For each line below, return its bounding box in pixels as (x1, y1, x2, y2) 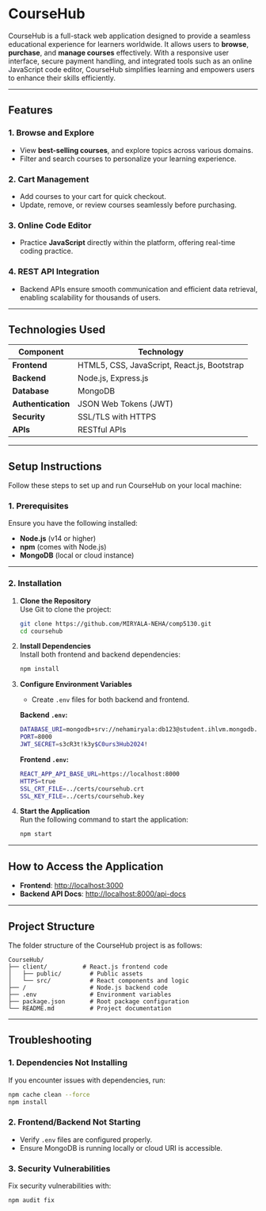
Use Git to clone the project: (19, 604, 112, 614)
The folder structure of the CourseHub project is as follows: (8, 941, 203, 950)
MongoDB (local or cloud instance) (19, 550, 135, 560)
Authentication (12, 398, 70, 409)
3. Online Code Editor (8, 220, 92, 231)
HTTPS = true (19, 777, 56, 785)
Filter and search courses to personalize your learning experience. (19, 154, 237, 163)
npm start (19, 830, 53, 838)
